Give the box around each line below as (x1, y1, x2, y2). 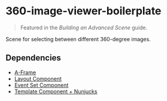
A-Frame (14, 69, 37, 76)
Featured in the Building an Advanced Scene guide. (20, 24, 148, 31)
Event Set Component (14, 81, 69, 88)
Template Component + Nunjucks (14, 88, 98, 95)
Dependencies (5, 53, 61, 63)
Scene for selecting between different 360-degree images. (5, 35, 151, 42)
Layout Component (14, 75, 62, 82)
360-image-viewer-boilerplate (5, 4, 162, 18)
